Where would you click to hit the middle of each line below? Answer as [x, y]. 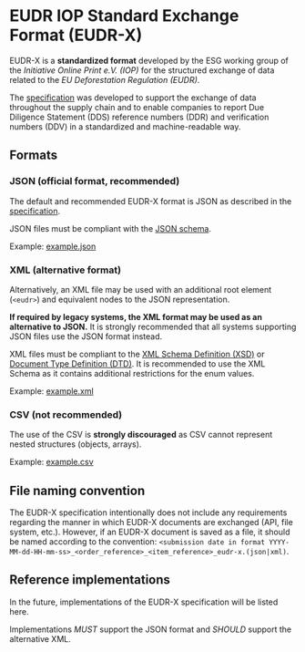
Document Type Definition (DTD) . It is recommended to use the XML [137, 363]
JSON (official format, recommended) [95, 181]
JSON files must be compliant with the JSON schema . [111, 228]
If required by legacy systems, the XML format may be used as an [136, 316]
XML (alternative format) [65, 270]
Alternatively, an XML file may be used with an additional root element [141, 289]
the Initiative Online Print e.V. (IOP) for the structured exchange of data [142, 70]
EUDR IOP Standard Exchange [124, 16]
